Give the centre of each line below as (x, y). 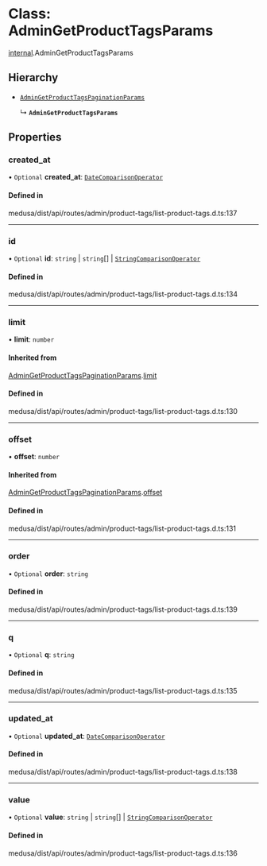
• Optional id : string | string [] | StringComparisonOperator (104, 258)
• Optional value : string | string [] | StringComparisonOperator (110, 817)
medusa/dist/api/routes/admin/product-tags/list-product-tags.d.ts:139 (123, 609)
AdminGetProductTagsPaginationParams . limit (83, 375)
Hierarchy (33, 77)
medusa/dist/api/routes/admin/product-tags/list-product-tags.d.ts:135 (123, 690)
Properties (35, 137)
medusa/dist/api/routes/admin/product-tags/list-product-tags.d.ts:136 (123, 853)
